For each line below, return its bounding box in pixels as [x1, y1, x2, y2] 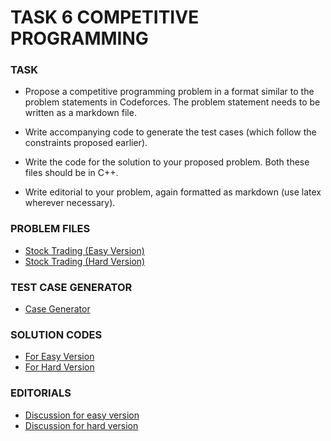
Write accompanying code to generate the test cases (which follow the [24, 126, 317, 138]
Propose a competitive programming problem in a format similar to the [24, 86, 315, 98]
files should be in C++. [24, 167, 119, 179]
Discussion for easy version [24, 409, 140, 421]
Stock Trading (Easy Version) [24, 244, 145, 256]
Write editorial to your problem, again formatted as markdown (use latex [24, 186, 322, 198]
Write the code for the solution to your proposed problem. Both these [24, 156, 310, 168]
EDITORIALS [10, 386, 72, 400]
